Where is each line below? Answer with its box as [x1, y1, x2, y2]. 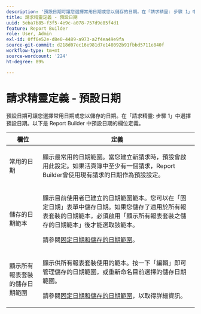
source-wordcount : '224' [6, 53, 68, 59]
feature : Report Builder [6, 25, 68, 32]
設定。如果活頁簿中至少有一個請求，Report [54, 162, 175, 170]
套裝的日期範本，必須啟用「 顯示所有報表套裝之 [48, 212, 181, 220]
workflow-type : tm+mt [6, 48, 60, 54]
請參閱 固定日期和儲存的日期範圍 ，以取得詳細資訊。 [42, 292, 187, 300]
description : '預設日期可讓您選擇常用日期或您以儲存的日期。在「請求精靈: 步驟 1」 [6, 8, 193, 15]
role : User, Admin [6, 31, 52, 37]
